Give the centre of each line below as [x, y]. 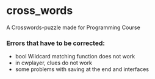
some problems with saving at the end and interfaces [82, 69]
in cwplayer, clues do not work [54, 63]
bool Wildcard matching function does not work [75, 57]
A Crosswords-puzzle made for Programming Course [73, 27]
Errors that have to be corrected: [56, 43]
